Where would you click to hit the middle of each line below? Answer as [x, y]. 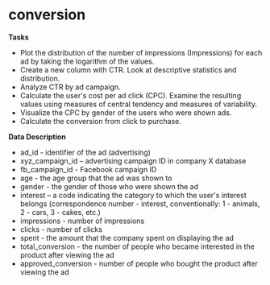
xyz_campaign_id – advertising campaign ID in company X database [133, 161]
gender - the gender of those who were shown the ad [109, 186]
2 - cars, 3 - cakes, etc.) [60, 212]
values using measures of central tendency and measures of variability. [139, 104]
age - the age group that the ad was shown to [96, 178]
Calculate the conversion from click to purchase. [100, 121]
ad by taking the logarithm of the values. [87, 61]
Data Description [37, 136]
